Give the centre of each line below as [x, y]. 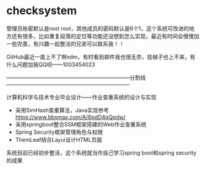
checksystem [42, 11]
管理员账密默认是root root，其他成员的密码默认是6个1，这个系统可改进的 [98, 28]
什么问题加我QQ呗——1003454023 [51, 64]
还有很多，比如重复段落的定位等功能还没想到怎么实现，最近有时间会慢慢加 [105, 36]
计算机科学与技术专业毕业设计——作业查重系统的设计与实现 [81, 97]
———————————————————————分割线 [76, 77]
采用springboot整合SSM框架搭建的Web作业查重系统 [81, 124]
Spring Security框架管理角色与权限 [59, 132]
